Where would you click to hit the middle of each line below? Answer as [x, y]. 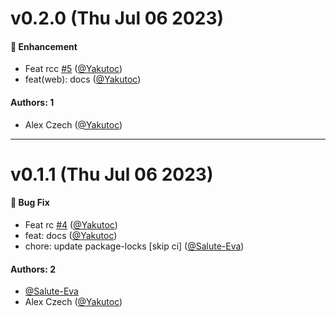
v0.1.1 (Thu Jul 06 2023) [112, 174]
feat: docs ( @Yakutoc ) [71, 235]
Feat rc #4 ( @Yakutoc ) [71, 224]
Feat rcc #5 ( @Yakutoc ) [73, 69]
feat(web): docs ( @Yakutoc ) [83, 79]
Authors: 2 [33, 269]
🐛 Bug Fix [30, 203]
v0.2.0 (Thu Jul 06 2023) [117, 18]
